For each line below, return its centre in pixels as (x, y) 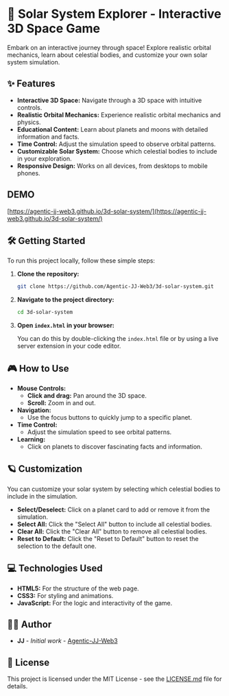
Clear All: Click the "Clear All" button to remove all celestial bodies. (112, 531)
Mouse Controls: (41, 388)
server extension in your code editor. (69, 346)
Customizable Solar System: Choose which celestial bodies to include (117, 151)
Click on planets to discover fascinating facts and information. (114, 446)
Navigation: (34, 410)
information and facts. (48, 136)
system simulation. (34, 62)
